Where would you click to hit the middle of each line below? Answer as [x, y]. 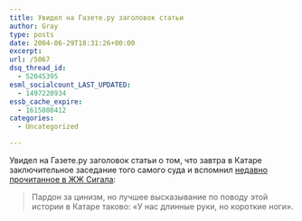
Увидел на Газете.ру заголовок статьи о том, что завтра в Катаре [136, 160]
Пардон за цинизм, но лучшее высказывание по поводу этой [150, 197]
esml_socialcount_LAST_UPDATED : [70, 85]
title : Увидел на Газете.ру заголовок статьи [96, 18]
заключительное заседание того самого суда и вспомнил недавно [139, 170]
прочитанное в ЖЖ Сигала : [62, 180]
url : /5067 [30, 60]
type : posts [32, 34]
